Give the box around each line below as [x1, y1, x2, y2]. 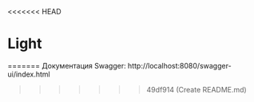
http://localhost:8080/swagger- [127, 61, 232, 70]
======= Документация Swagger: [7, 61, 126, 70]
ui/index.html [7, 69, 50, 79]
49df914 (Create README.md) [146, 84, 247, 94]
